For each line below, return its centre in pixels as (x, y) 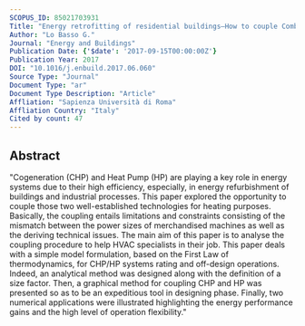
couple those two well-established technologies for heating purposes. (140, 206)
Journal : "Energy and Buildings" (73, 43)
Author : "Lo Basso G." (52, 34)
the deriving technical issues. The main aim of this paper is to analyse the (147, 235)
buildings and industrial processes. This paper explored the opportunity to (148, 197)
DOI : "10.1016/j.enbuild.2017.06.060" (83, 69)
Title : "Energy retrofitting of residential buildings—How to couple (144, 26)
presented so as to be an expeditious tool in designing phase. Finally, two (147, 292)
